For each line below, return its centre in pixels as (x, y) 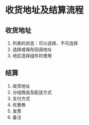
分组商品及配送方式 (32, 92)
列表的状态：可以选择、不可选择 (45, 43)
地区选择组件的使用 (32, 56)
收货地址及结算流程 (44, 10)
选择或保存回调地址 (32, 49)
